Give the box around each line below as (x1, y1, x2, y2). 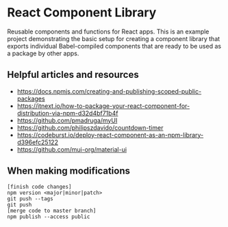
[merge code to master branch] (7, 207, 97, 214)
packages (16, 94, 46, 103)
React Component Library (7, 5, 157, 21)
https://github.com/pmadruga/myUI (16, 116, 118, 124)
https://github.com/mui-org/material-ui (16, 145, 127, 153)
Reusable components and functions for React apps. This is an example (7, 27, 210, 36)
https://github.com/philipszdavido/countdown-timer (16, 123, 164, 131)
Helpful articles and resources (7, 69, 139, 81)
